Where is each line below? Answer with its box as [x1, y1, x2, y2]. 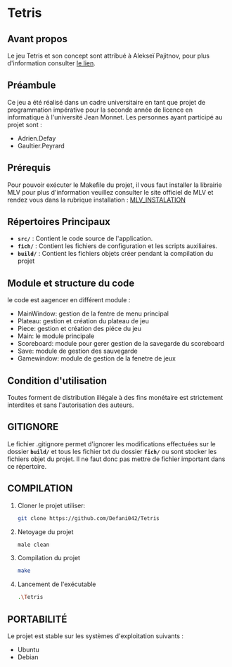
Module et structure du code [7, 277, 135, 289]
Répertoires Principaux [7, 216, 111, 228]
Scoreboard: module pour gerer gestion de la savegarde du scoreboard [17, 339, 225, 348]
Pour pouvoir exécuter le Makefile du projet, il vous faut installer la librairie [7, 181, 223, 189]
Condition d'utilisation [7, 375, 108, 387]
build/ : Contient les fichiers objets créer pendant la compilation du [17, 250, 213, 258]
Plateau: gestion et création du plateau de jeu [17, 317, 149, 325]
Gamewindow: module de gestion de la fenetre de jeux [17, 354, 176, 363]
